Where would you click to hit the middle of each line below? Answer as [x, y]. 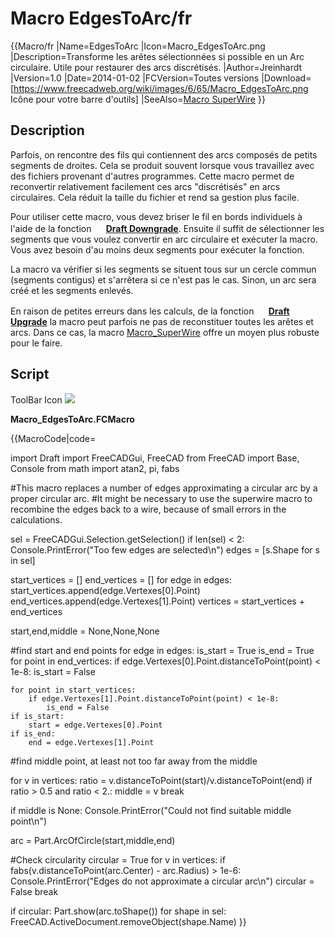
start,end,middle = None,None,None [85, 631]
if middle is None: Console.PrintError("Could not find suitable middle [151, 810]
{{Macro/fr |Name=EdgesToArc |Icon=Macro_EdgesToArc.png [138, 46]
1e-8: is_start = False [53, 671]
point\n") [29, 821]
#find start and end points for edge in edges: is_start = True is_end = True [162, 650]
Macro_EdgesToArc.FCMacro [72, 419]
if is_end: [33, 733]
